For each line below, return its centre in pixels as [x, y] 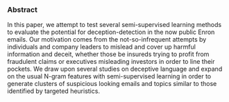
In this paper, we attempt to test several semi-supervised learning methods [114, 25]
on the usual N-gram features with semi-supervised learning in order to [109, 76]
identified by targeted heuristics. [54, 91]
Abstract [23, 10]
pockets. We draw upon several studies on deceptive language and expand [115, 69]
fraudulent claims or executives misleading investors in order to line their [111, 62]
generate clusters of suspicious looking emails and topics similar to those [112, 84]
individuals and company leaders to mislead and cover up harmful [102, 47]
